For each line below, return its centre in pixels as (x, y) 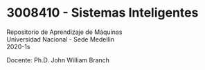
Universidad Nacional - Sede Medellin (61, 39)
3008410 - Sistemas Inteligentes (102, 13)
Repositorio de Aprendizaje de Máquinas (64, 32)
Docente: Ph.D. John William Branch (58, 60)
